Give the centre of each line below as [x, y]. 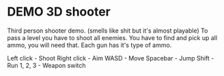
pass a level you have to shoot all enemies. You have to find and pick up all [112, 37]
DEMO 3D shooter [59, 12]
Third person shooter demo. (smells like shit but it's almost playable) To [108, 31]
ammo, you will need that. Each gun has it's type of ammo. [89, 45]
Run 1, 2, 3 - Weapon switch [47, 65]
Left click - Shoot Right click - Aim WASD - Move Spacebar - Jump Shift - [111, 58]
